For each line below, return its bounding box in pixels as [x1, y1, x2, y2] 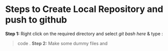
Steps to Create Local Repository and [5, 3, 163, 15]
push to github [5, 14, 67, 25]
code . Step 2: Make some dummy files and [17, 40, 108, 46]
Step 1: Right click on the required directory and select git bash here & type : [5, 30, 163, 36]
